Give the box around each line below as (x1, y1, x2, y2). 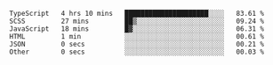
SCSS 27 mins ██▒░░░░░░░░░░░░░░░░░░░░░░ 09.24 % (9, 17, 265, 25)
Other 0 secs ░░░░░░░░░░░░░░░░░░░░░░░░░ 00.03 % (9, 47, 265, 56)
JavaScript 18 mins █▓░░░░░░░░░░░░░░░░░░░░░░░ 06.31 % (9, 25, 265, 33)
